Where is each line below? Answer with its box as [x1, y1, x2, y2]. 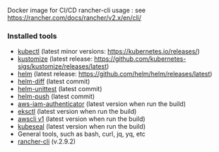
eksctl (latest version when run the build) [17, 107, 137, 116]
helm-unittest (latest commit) [17, 85, 102, 93]
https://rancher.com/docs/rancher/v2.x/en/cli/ [7, 13, 142, 22]
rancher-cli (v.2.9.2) [17, 137, 76, 146]
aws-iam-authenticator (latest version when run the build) [17, 100, 186, 108]
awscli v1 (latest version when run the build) [17, 115, 146, 123]
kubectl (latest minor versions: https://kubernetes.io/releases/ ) [17, 47, 200, 56]
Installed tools [7, 31, 57, 41]
